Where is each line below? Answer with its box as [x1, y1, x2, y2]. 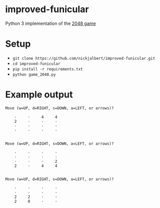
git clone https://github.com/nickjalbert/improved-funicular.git [12, 56, 155, 61]
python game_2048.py [12, 72, 56, 77]
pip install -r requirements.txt [12, 66, 83, 72]
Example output [5, 89, 73, 100]
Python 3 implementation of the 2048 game [5, 20, 96, 26]
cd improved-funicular [12, 61, 61, 66]
